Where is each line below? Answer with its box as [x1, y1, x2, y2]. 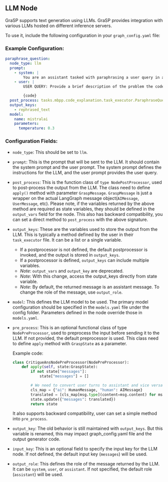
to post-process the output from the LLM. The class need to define [12, 184, 150, 190]
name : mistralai [14, 116, 48, 122]
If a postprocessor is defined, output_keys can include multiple [19, 257, 149, 263]
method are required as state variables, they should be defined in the [12, 205, 155, 212]
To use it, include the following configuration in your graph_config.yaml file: [5, 32, 160, 38]
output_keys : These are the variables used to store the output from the [12, 226, 158, 232]
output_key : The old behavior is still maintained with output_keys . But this [12, 425, 163, 431]
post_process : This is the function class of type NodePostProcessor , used [12, 179, 162, 185]
